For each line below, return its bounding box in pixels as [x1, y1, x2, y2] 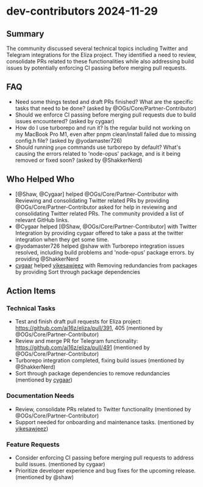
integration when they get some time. [15, 236, 109, 243]
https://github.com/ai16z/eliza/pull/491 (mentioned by [15, 344, 151, 352]
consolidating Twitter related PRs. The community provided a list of [15, 209, 184, 217]
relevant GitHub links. [15, 216, 69, 223]
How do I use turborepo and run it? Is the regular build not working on [15, 124, 191, 131]
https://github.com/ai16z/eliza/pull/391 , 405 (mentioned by [15, 325, 163, 332]
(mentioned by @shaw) [15, 473, 74, 480]
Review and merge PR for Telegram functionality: [15, 337, 138, 345]
